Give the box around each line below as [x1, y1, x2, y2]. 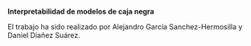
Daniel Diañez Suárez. [7, 31, 81, 40]
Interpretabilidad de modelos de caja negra [7, 7, 154, 16]
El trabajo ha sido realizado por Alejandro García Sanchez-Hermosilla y [7, 22, 243, 31]
